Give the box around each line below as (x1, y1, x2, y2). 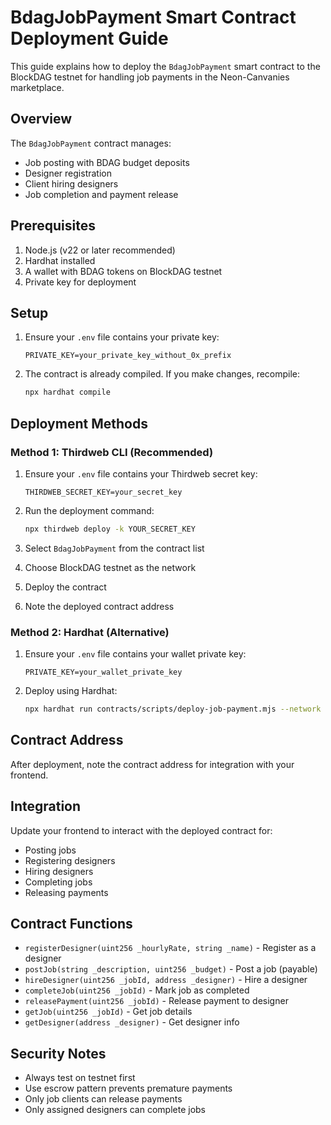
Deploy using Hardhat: (24, 685, 118, 697)
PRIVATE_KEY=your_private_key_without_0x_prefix (24, 351, 232, 361)
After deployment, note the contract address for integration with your (10, 758, 295, 770)
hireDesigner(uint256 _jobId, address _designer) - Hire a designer (24, 974, 308, 986)
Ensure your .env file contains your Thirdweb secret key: (24, 467, 258, 480)
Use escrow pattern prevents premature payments (24, 1082, 233, 1095)
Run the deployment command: (24, 504, 155, 516)
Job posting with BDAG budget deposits (24, 156, 190, 168)
